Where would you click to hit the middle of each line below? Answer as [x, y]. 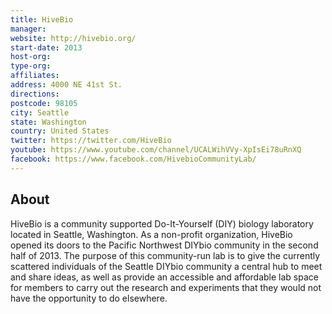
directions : [35, 94]
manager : [28, 29]
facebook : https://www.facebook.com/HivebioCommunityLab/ [133, 159]
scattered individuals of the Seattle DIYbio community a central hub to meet [166, 266]
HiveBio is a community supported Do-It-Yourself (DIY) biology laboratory [162, 223]
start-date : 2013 [46, 47]
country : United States [60, 131]
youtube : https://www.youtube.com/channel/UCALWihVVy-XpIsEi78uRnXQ [156, 150]
